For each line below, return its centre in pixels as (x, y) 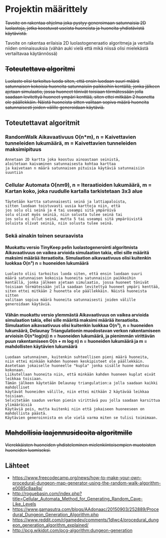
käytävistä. (16, 33)
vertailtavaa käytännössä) (31, 54)
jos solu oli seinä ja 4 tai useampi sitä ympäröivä (61, 210)
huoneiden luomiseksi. (28, 450)
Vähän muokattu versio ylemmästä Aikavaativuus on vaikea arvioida (77, 315)
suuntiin (14, 173)
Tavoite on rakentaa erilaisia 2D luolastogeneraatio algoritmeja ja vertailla (80, 43)
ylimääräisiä (19, 405)
